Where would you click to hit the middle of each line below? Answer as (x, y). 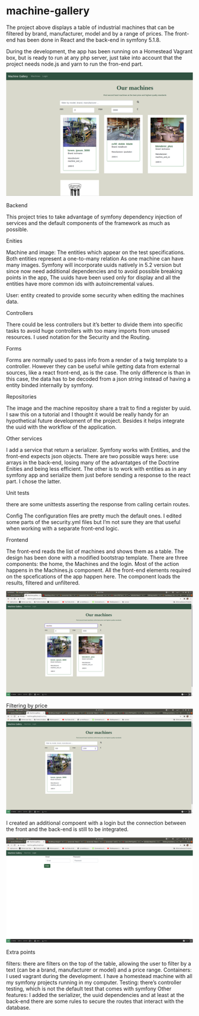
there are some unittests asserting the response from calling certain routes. (98, 504)
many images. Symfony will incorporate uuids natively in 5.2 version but (94, 265)
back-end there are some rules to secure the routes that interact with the (95, 1001)
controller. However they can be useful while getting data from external (93, 366)
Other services (24, 439)
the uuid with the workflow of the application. (61, 427)
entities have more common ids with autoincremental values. (80, 284)
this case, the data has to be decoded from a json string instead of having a (98, 379)
